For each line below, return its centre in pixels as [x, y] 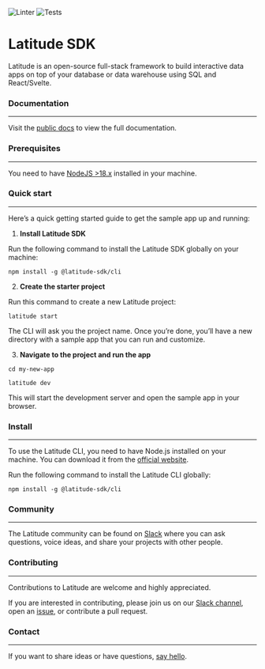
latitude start [33, 316]
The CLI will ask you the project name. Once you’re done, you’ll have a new [130, 331]
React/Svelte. [30, 82]
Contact [24, 631]
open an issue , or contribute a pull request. [78, 611]
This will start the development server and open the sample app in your [124, 397]
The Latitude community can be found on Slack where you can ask [117, 534]
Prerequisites [34, 149]
